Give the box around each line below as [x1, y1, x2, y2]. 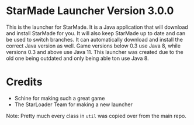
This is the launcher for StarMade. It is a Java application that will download [6, 23, 188, 31]
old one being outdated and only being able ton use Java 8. [6, 55, 149, 62]
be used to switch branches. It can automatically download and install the [6, 36, 183, 43]
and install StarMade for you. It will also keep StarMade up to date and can [6, 29, 186, 36]
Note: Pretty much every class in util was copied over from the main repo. [6, 112, 187, 119]
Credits [6, 75, 43, 89]
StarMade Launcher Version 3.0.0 [6, 4, 174, 18]
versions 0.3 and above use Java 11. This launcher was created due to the [6, 48, 183, 55]
